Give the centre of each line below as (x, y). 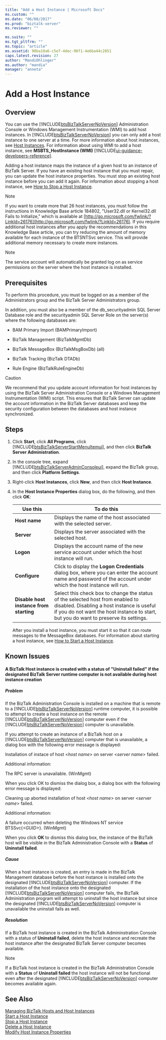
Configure (27, 575)
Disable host (30, 599)
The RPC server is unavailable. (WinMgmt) (48, 773)
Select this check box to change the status (104, 593)
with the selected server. (83, 523)
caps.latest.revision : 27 (32, 56)
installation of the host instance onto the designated (58, 888)
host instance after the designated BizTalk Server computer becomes (76, 943)
